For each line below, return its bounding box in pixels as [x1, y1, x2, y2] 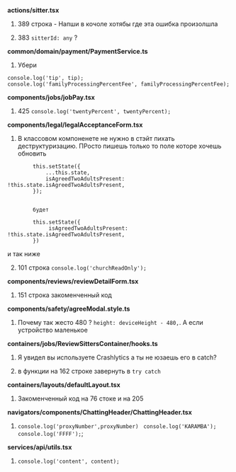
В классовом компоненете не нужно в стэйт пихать [17, 134, 175, 142]
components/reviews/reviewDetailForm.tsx [7, 277, 139, 285]
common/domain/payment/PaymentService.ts [7, 47, 148, 55]
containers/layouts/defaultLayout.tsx [7, 381, 120, 388]
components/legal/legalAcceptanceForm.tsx [7, 120, 143, 129]
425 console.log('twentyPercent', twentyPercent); [17, 107, 172, 115]
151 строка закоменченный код [17, 291, 112, 299]
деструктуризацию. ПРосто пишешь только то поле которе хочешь [17, 142, 222, 150]
